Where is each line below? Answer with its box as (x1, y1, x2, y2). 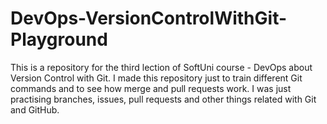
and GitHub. (10, 103, 60, 116)
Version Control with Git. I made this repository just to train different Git (10, 72, 303, 84)
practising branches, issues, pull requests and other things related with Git (10, 93, 317, 105)
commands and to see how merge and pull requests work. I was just (10, 82, 292, 94)
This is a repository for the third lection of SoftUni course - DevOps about (10, 61, 313, 73)
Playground (10, 28, 108, 51)
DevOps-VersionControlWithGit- (10, 7, 288, 30)
